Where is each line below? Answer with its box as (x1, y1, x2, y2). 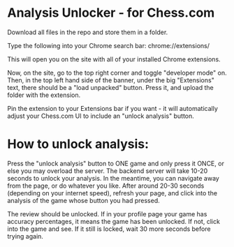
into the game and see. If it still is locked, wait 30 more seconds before (7, 225, 211, 233)
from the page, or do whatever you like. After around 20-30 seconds (7, 181, 205, 190)
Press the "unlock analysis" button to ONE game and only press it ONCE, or (7, 159, 225, 167)
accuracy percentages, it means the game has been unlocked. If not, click (7, 217, 220, 225)
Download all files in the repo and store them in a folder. (7, 28, 168, 36)
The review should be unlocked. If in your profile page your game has (7, 209, 207, 218)
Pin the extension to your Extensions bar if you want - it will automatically (7, 104, 218, 112)
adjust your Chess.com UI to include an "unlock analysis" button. (7, 112, 194, 120)
